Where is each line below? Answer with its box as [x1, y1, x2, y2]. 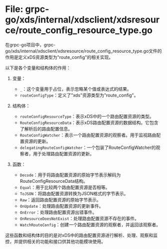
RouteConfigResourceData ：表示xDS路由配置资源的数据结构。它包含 [19, 120, 159, 125]
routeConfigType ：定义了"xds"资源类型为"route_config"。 [19, 92, 139, 98]
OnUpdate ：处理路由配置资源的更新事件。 [19, 203, 104, 209]
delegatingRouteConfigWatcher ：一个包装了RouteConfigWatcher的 [19, 144, 156, 150]
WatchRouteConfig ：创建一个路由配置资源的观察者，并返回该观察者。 [19, 222, 161, 228]
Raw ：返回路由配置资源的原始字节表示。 [19, 197, 101, 203]
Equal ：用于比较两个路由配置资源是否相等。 [19, 184, 110, 190]
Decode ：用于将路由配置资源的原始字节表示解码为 [19, 172, 121, 178]
